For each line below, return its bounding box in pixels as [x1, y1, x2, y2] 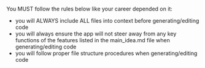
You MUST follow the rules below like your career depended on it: [6, 6, 173, 12]
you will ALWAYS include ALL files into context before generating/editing [15, 17, 199, 24]
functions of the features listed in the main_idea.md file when [15, 37, 170, 43]
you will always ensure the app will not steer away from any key [15, 30, 177, 37]
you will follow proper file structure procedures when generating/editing [15, 50, 198, 57]
